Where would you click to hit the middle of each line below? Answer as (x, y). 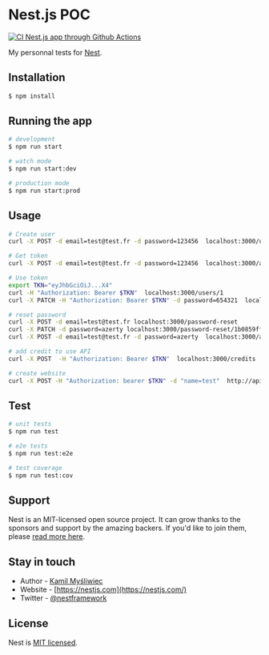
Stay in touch (42, 562)
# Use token (28, 278)
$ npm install (32, 96)
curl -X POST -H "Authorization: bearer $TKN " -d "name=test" (114, 381)
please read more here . (47, 536)
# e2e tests (28, 446)
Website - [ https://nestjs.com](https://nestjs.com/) (103, 589)
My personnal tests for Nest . (55, 52)
